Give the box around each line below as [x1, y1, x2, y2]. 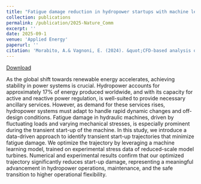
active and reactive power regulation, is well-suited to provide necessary [6, 94, 185, 102]
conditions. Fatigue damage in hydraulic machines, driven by [24, 114, 174, 121]
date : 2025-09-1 [6, 31, 47, 37]
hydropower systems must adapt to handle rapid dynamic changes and [6, 107, 181, 114]
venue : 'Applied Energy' [6, 36, 68, 42]
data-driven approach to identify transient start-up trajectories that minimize [6, 133, 194, 140]
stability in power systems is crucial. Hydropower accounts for [6, 82, 160, 89]
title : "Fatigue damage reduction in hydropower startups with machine [6, 8, 188, 15]
